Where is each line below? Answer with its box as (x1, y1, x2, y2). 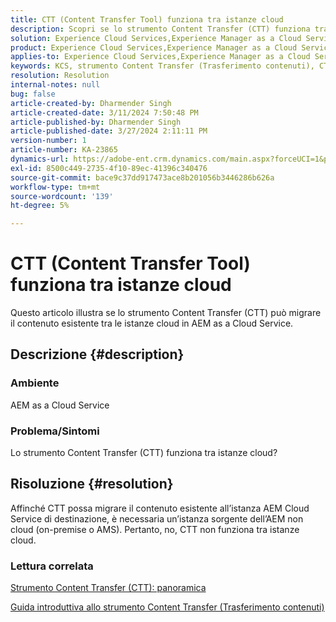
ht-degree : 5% (10, 201, 70, 211)
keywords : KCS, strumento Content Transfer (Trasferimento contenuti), (10, 61, 315, 71)
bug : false (10, 89, 56, 99)
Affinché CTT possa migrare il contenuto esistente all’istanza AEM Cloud (10, 502, 310, 514)
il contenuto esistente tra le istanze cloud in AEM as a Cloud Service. (10, 317, 294, 330)
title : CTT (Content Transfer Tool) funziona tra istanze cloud (10, 14, 284, 25)
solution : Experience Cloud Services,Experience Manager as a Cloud (10, 33, 302, 43)
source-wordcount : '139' (10, 191, 114, 201)
